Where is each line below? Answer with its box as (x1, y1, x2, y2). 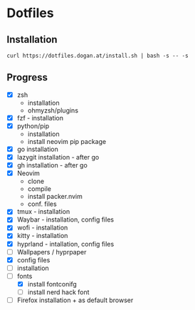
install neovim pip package (27, 138, 107, 145)
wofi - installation (16, 223, 68, 232)
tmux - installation (16, 207, 70, 216)
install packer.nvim (27, 192, 83, 201)
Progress (6, 71, 48, 83)
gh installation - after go (16, 161, 88, 170)
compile (27, 185, 51, 193)
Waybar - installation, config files (16, 215, 115, 224)
